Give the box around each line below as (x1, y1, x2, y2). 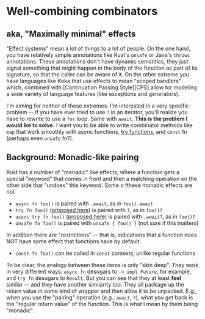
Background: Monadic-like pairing (6, 152, 139, 163)
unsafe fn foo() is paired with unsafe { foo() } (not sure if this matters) (15, 219, 199, 227)
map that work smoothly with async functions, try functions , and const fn (6, 128, 188, 135)
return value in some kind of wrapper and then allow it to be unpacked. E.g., (6, 287, 197, 295)
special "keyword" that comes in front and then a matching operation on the (6, 175, 197, 182)
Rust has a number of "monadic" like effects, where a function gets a (6, 168, 180, 175)
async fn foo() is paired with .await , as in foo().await (15, 200, 154, 207)
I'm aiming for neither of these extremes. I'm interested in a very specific (6, 102, 189, 109)
